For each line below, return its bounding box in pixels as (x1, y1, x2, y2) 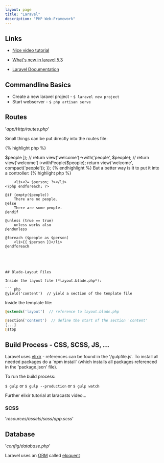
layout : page (5, 7, 32, 12)
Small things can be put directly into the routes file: (5, 135, 108, 141)
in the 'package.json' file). (5, 364, 58, 370)
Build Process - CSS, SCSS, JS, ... (5, 341, 110, 349)
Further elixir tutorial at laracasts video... (5, 392, 87, 398)
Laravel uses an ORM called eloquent (5, 453, 80, 459)
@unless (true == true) (5, 218, 54, 223)
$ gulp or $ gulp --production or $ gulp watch (5, 383, 99, 389)
